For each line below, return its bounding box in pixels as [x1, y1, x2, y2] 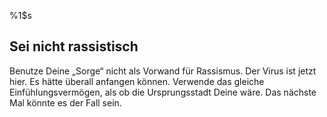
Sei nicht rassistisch [9, 38, 139, 55]
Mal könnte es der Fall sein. [9, 96, 122, 109]
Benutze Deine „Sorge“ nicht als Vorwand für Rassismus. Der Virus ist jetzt [9, 65, 317, 77]
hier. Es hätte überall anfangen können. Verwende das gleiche [9, 75, 265, 87]
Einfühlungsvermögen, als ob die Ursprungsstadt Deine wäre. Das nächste [9, 86, 317, 98]
